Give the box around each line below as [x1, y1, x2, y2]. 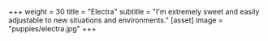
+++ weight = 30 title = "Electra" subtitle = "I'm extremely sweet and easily [8, 7, 260, 16]
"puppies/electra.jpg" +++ [8, 24, 97, 33]
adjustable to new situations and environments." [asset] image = [8, 15, 223, 25]
